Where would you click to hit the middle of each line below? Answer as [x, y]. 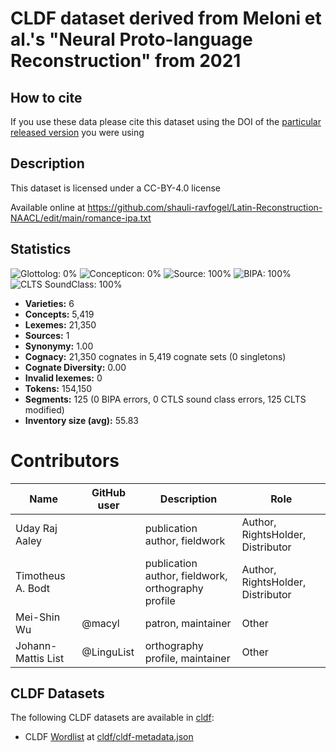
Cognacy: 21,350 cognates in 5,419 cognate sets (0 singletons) [155, 356]
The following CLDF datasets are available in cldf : [112, 718]
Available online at [48, 207]
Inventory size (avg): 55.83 [81, 420]
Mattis [30, 658]
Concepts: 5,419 [59, 314]
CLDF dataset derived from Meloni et [166, 18]
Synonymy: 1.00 [59, 346]
